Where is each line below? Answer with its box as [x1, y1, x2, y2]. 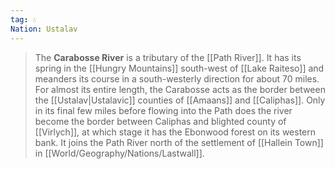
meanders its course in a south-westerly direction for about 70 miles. [34, 72, 320, 85]
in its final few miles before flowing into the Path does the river [34, 104, 293, 116]
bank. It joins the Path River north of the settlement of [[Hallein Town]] [34, 136, 324, 148]
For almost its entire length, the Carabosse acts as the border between [34, 83, 326, 95]
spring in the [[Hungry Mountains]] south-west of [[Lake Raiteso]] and [34, 62, 325, 74]
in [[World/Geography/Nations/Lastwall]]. [34, 147, 205, 159]
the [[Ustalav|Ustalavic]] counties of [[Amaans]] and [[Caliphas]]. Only [34, 94, 326, 106]
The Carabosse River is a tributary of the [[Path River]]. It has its [34, 51, 302, 63]
